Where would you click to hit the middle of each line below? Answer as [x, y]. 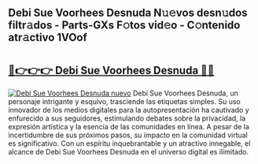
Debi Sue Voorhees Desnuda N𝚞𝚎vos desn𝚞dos [128, 13]
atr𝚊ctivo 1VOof [48, 37]
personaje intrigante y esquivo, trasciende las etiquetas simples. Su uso [125, 101]
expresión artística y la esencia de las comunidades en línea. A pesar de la [129, 127]
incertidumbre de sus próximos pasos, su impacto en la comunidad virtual [128, 135]
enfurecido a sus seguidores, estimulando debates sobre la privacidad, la [127, 118]
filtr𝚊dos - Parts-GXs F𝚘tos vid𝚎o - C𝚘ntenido [124, 26]
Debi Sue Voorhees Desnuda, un [185, 93]
